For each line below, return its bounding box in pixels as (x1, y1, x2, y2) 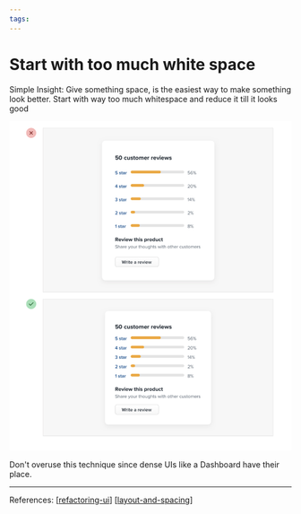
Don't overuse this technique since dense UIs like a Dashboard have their (9, 459, 280, 470)
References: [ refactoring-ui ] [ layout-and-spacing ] (9, 494, 193, 506)
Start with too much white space (9, 54, 256, 74)
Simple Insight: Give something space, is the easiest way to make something (9, 83, 292, 94)
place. (9, 469, 33, 480)
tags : (9, 14, 30, 23)
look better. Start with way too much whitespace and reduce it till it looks (9, 93, 278, 104)
